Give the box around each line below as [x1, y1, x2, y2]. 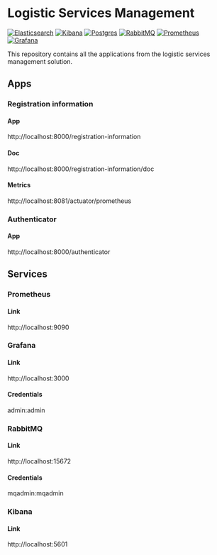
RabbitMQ [7, 424, 43, 434]
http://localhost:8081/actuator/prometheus [7, 197, 132, 205]
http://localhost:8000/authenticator [7, 247, 111, 256]
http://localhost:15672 [7, 456, 72, 466]
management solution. [7, 57, 73, 65]
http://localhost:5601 [7, 540, 68, 549]
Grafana [7, 341, 36, 351]
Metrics [7, 181, 31, 189]
